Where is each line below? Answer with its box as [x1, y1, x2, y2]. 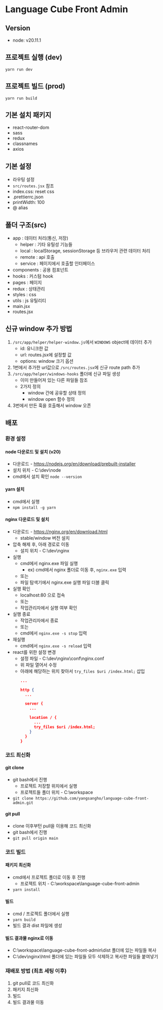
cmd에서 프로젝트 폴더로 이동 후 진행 [12, 874, 86, 880]
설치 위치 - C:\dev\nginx [20, 547, 70, 553]
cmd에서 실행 [12, 498, 40, 504]
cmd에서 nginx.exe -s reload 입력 [20, 643, 92, 649]
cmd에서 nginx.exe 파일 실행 [20, 560, 78, 566]
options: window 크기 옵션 [20, 358, 74, 364]
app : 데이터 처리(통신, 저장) [12, 235, 68, 241]
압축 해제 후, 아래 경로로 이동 [12, 541, 70, 547]
